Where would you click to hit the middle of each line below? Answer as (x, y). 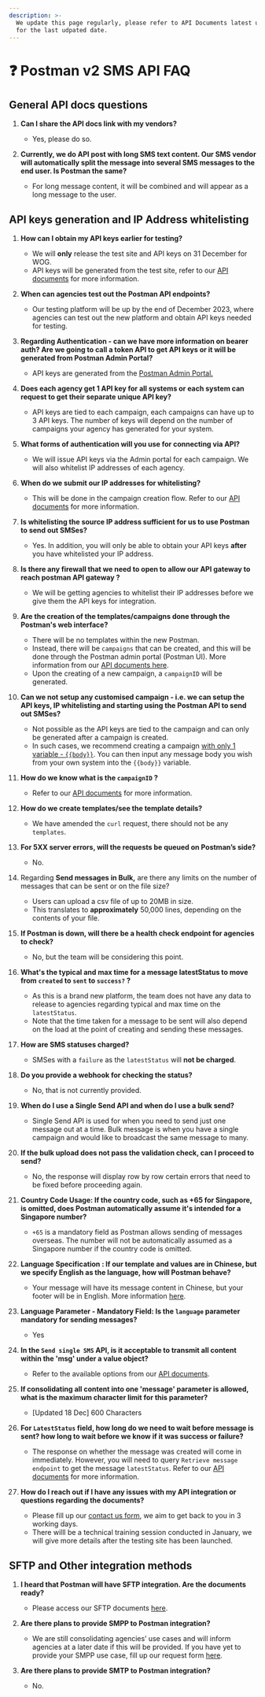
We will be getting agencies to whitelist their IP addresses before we (143, 593)
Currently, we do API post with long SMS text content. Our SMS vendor (138, 154)
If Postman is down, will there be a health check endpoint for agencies (137, 933)
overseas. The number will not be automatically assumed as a (132, 1240)
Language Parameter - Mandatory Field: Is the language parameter (130, 1311)
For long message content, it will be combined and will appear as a (140, 187)
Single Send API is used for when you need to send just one (129, 1121)
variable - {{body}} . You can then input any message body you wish (142, 754)
